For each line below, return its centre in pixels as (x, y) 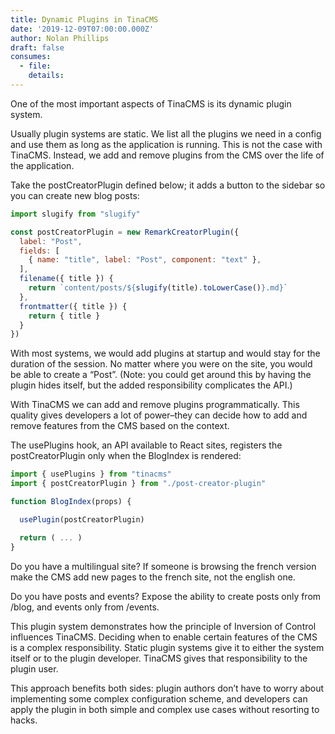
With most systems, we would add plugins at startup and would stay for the (165, 353)
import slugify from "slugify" (75, 214)
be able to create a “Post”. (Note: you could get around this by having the (161, 375)
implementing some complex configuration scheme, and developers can (159, 698)
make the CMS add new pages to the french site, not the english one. (153, 577)
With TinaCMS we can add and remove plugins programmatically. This (155, 405)
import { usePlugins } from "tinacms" (91, 474)
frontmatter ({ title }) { (73, 306)
